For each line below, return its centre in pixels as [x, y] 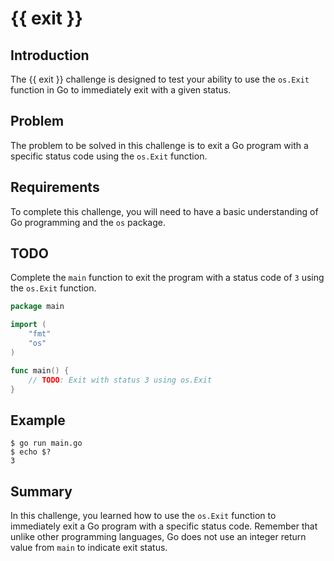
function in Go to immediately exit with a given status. [121, 90]
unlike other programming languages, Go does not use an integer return [158, 537]
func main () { [40, 370]
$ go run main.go [46, 443]
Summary [41, 491]
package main [37, 307]
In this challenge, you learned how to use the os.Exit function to [143, 516]
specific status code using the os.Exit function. [109, 156]
